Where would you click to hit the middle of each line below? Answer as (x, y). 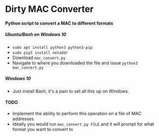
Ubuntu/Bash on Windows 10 (36, 34)
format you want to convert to (43, 129)
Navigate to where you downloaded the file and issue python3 (75, 63)
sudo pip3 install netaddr (40, 53)
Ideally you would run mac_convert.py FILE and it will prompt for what (83, 124)
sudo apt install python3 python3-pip (52, 47)
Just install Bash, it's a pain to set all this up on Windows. (71, 91)
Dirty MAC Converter (50, 9)
